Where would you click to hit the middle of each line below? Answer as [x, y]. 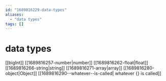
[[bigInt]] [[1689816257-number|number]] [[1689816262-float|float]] [77, 63]
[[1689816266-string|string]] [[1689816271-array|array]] [64, 68]
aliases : [14, 15]
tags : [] [14, 24]
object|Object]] [21, 73]
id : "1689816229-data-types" [36, 10]
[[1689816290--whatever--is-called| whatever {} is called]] [99, 73]
